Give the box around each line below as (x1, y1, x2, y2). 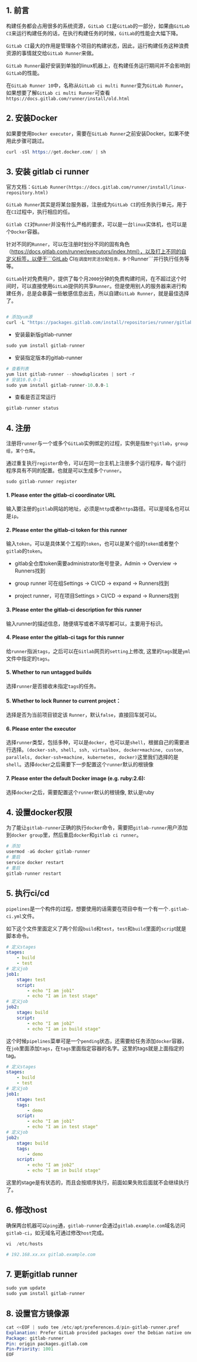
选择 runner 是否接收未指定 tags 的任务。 (6, 682, 100, 690)
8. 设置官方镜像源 (6, 1309, 69, 1319)
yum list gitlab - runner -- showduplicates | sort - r (6, 371, 135, 377)
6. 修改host (6, 1205, 47, 1215)
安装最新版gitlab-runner (14, 331, 73, 338)
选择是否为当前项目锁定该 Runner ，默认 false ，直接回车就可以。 (6, 711, 160, 718)
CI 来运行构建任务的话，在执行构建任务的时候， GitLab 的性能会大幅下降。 (6, 29, 182, 36)
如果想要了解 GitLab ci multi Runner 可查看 (6, 89, 110, 96)
